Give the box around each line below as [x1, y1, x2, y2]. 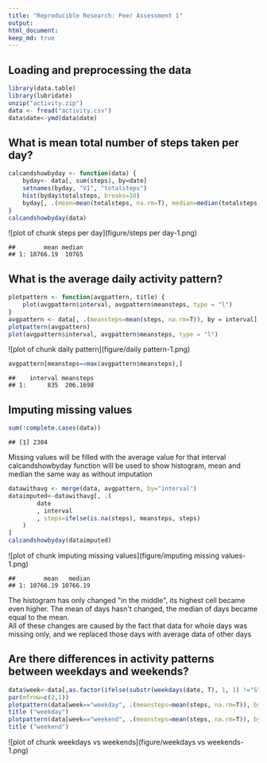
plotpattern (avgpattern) [8, 323, 91, 331]
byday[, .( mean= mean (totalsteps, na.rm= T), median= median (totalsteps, [22, 199, 261, 207]
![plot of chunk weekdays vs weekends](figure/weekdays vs [8, 738, 206, 747]
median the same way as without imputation [8, 469, 153, 478]
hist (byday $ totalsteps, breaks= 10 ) [22, 192, 141, 200]
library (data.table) [8, 84, 77, 92]
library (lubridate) [8, 91, 73, 99]
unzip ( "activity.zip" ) [8, 99, 83, 107]
